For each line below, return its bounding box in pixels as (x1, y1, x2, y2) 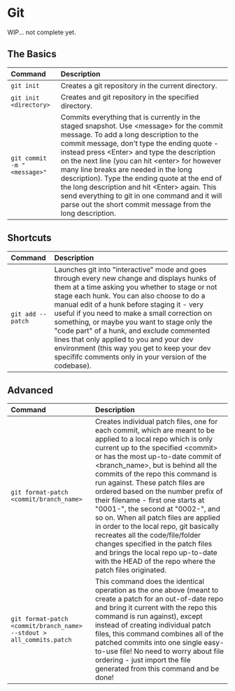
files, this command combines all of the (94, 629, 224, 639)
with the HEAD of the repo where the (94, 557, 215, 567)
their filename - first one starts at (94, 495, 205, 505)
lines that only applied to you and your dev (54, 334, 194, 344)
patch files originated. (94, 565, 166, 575)
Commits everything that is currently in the (60, 112, 201, 122)
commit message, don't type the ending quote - (60, 138, 219, 148)
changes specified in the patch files (94, 539, 212, 549)
